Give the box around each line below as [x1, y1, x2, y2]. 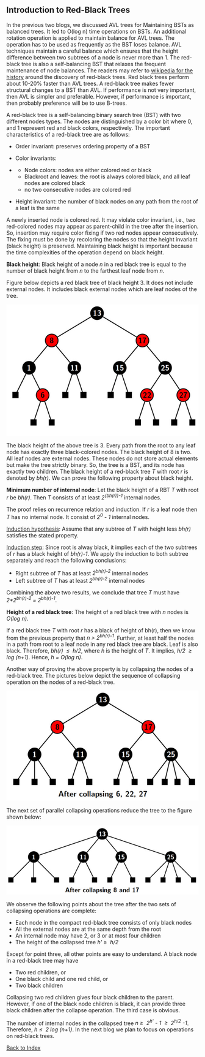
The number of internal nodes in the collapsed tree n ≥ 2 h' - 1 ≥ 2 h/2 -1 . [6, 1018, 189, 1027]
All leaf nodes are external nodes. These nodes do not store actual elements [6, 455, 198, 462]
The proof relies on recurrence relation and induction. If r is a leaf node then [6, 506, 198, 513]
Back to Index [6, 1044, 41, 1051]
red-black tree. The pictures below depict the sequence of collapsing [6, 672, 181, 680]
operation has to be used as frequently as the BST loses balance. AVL [6, 40, 182, 48]
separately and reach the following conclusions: [6, 556, 127, 564]
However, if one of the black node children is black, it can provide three [6, 1000, 186, 1007]
